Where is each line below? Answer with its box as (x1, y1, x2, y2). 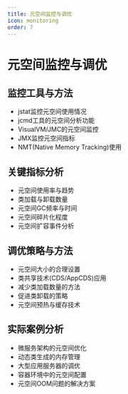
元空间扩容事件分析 (17, 222, 75, 230)
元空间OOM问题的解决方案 (17, 379, 96, 388)
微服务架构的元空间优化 (17, 343, 87, 352)
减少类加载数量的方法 (17, 283, 80, 291)
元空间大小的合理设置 (17, 265, 80, 273)
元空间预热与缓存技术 (17, 301, 80, 309)
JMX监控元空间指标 (17, 134, 75, 142)
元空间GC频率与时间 (17, 204, 78, 212)
